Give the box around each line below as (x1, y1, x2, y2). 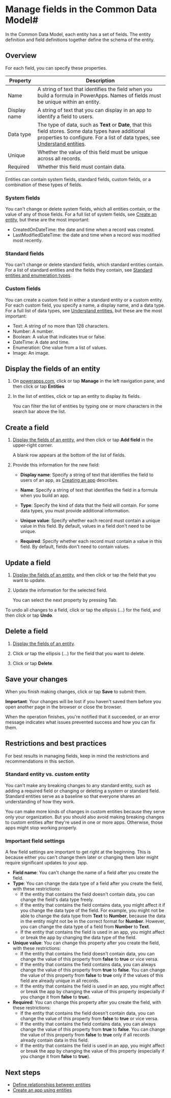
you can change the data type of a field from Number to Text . (20, 923, 150, 930)
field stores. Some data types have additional (37, 127, 145, 134)
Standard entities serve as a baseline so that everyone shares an (5, 793, 141, 799)
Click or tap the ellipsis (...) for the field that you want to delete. (12, 650, 145, 656)
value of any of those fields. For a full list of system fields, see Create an (5, 211, 157, 217)
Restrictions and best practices (5, 739, 107, 748)
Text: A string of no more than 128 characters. (12, 323, 109, 329)
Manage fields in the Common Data (5, 4, 157, 15)
